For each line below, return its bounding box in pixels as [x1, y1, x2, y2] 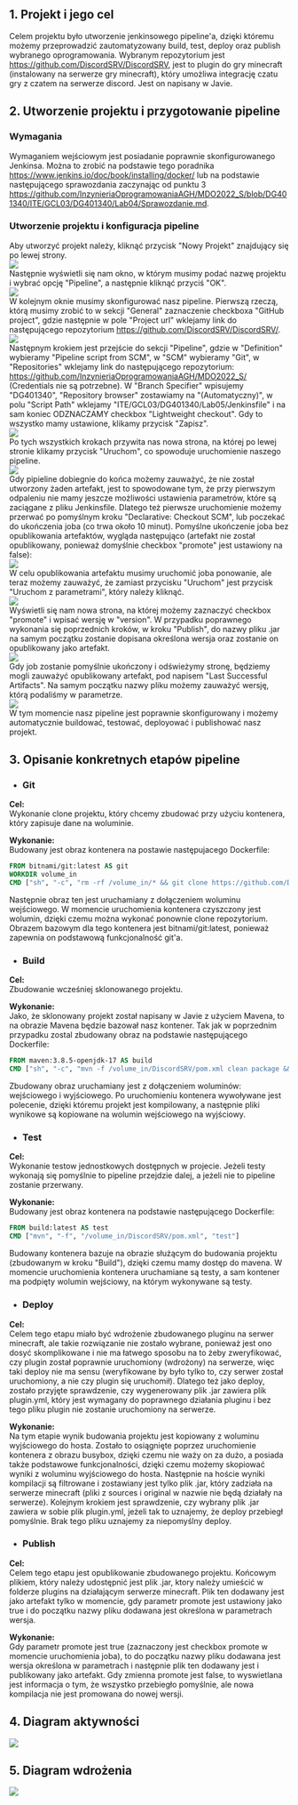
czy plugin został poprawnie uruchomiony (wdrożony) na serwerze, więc [9, 1356, 275, 1368]
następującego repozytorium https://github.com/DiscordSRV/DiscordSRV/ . [9, 324, 281, 334]
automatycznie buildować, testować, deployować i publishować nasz [9, 717, 262, 727]
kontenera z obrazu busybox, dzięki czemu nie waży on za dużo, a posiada [9, 1449, 284, 1460]
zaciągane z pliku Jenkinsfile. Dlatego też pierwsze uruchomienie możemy [9, 501, 282, 512]
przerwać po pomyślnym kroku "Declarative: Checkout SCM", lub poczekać [9, 511, 286, 522]
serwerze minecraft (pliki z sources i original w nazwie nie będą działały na [9, 1487, 283, 1497]
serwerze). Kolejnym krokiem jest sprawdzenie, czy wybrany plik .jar [9, 1496, 260, 1507]
